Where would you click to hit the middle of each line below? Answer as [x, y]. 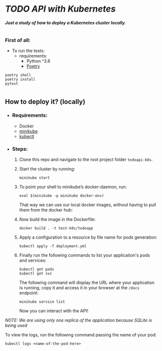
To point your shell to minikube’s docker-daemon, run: [73, 187]
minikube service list [42, 302]
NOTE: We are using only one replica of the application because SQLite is [79, 320]
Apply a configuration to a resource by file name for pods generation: [88, 237]
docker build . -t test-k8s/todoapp [56, 228]
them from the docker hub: [46, 210]
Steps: [20, 149]
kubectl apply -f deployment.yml [53, 246]
